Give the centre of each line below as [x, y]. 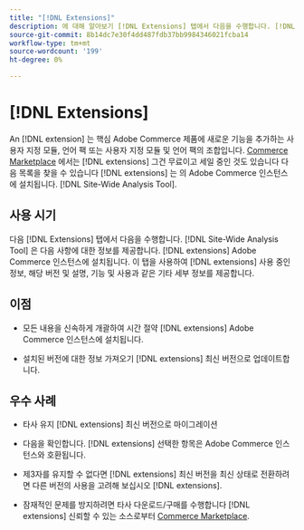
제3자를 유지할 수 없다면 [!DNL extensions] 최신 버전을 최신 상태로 [140, 474]
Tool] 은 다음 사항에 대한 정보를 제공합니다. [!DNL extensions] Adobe [133, 250]
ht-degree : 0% [36, 60]
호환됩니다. [66, 455]
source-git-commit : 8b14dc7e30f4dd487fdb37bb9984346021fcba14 [129, 34]
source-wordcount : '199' [56, 52]
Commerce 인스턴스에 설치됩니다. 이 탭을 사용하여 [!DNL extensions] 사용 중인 [150, 261]
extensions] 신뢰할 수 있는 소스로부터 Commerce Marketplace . [136, 516]
